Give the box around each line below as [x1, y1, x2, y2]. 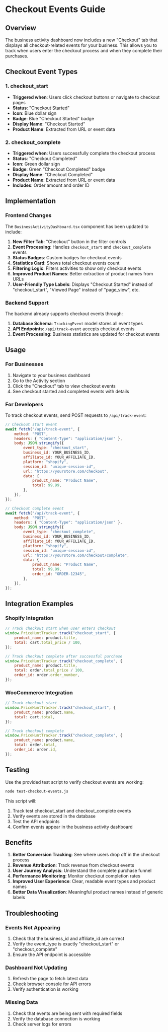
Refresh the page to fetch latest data [12, 976, 89, 982]
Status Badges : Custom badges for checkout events [12, 254, 122, 260]
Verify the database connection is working [12, 1015, 101, 1021]
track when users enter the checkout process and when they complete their [5, 48, 162, 53]
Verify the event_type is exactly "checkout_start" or [12, 941, 119, 947]
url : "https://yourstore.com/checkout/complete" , [23, 553, 129, 558]
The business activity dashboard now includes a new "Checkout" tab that [5, 37, 157, 43]
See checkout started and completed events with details [12, 388, 129, 394]
